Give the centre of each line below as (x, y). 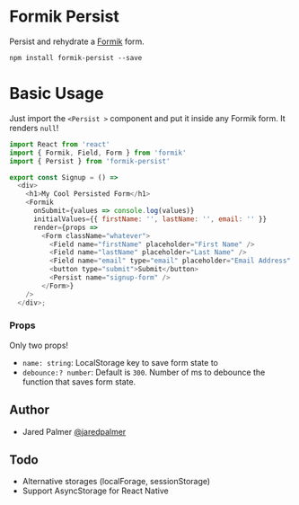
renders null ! (34, 128)
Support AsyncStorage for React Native (95, 491)
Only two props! (39, 345)
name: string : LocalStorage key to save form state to (120, 362)
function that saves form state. (79, 381)
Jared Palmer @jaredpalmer (74, 431)
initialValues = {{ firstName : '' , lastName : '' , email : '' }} (150, 219)
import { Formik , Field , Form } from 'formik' (98, 153)
